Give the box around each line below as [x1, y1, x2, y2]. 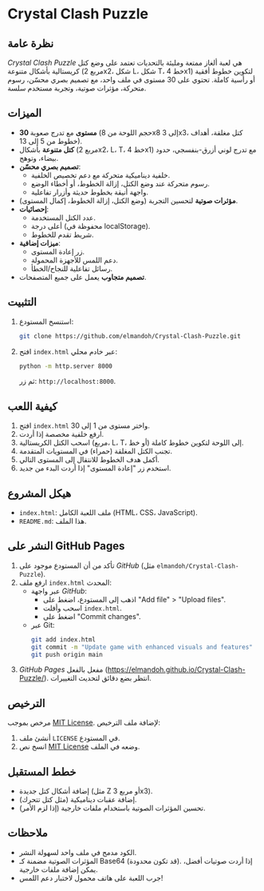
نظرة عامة [7, 37, 54, 50]
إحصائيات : [18, 204, 49, 214]
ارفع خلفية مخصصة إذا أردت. [18, 430, 104, 439]
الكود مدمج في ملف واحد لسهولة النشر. [18, 847, 137, 857]
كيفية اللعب [7, 399, 57, 413]
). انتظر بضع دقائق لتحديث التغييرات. [44, 673, 152, 683]
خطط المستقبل [7, 765, 77, 778]
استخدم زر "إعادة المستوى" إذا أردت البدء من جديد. [18, 463, 171, 473]
